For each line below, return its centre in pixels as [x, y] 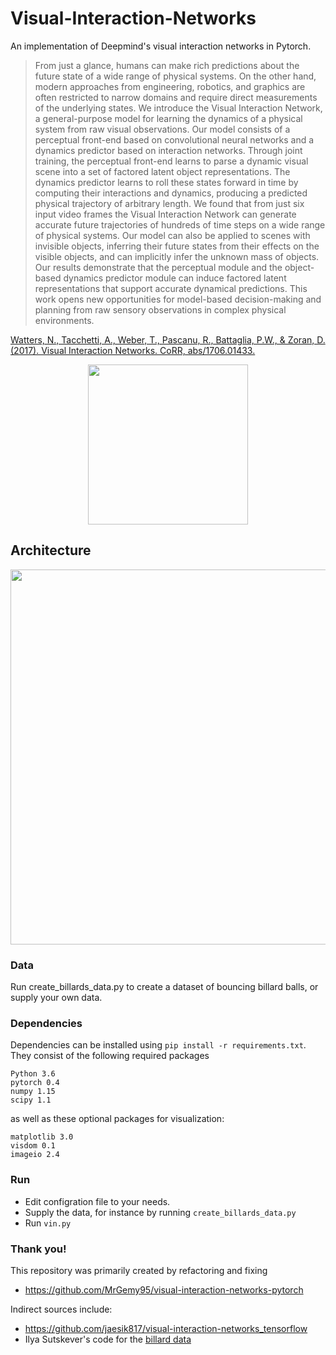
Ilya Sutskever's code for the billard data [108, 1339]
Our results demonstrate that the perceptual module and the [158, 267]
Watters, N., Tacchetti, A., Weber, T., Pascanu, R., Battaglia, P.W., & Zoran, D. [168, 339]
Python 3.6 [33, 1074]
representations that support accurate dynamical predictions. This [171, 288]
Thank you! [38, 1249]
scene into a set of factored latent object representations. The [162, 171]
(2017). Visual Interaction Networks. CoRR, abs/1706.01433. [133, 350]
